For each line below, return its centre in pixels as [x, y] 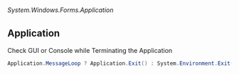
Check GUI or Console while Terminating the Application [90, 50]
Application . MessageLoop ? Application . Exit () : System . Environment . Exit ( [121, 63]
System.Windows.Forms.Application [60, 10]
